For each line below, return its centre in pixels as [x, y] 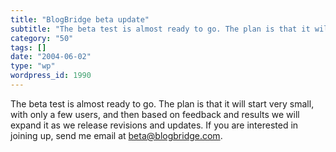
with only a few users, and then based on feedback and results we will [155, 114]
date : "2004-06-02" [51, 57]
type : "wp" [33, 66]
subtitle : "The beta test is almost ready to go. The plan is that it [160, 29]
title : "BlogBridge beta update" [80, 19]
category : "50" [42, 38]
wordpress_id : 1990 [51, 76]
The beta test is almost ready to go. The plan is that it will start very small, [162, 103]
